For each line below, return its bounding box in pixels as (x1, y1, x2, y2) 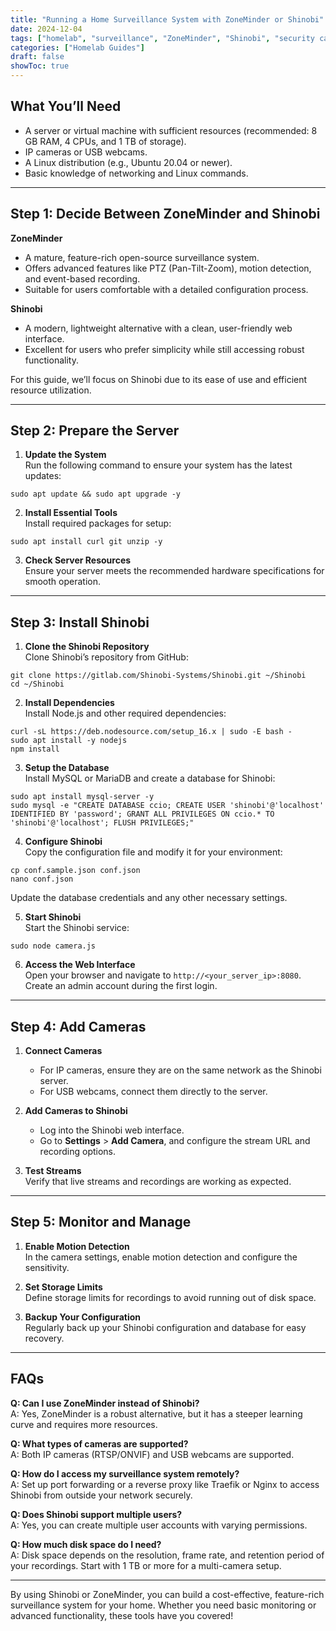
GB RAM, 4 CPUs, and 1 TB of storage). (24, 135, 187, 147)
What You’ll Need (10, 98, 122, 115)
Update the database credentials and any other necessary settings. (10, 892, 288, 904)
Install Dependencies (24, 697, 115, 709)
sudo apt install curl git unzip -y (10, 537, 163, 547)
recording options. (39, 1146, 117, 1158)
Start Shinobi (24, 911, 82, 923)
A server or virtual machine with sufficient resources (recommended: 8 (24, 124, 318, 136)
